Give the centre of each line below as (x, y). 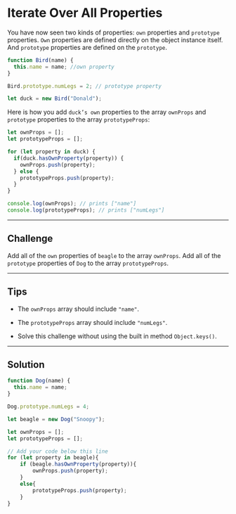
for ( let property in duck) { (52, 152)
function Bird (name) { (40, 60)
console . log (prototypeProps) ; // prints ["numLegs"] (86, 210)
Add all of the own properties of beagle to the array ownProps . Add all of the (114, 255)
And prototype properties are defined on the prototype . (87, 47)
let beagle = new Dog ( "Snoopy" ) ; (56, 419)
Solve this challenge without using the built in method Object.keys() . (117, 336)
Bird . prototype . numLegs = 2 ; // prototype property (84, 86)
